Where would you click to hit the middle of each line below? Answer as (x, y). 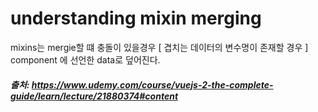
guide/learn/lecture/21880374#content (94, 96)
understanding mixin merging (136, 18)
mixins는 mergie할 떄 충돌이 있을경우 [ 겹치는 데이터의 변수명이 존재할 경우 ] (159, 47)
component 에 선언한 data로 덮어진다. (85, 59)
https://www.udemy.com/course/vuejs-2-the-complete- (152, 84)
